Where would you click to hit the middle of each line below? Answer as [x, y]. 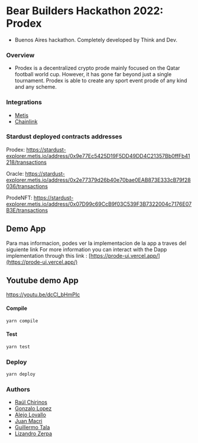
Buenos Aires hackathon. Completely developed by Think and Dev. [96, 40]
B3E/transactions [27, 210]
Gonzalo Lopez [33, 409]
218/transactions [27, 162]
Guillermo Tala [32, 428]
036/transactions [27, 186]
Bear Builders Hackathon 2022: [85, 11]
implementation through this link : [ [48, 256]
